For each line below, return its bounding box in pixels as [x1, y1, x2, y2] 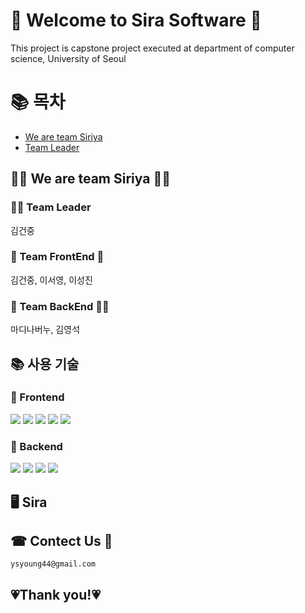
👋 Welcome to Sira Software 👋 [10, 9, 262, 32]
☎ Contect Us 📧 [10, 532, 113, 549]
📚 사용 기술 [10, 355, 80, 373]
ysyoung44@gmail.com [10, 559, 97, 569]
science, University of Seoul [10, 52, 127, 64]
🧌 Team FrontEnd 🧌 [10, 250, 105, 264]
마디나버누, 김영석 [10, 324, 81, 336]
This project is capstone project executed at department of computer [10, 42, 295, 54]
